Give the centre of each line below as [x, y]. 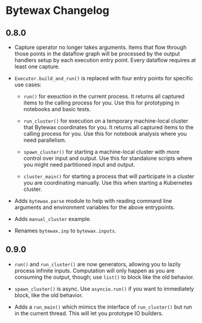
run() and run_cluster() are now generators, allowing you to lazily [97, 264]
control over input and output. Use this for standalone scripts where [108, 158]
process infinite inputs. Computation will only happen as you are [94, 270]
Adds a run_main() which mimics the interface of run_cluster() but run [103, 307]
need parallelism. [45, 140]
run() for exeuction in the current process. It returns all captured [104, 96]
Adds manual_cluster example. [53, 219]
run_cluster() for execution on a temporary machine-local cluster [106, 121]
